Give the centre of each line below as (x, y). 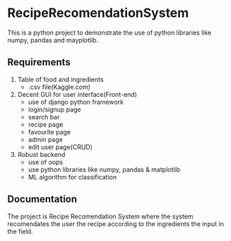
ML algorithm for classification (72, 177)
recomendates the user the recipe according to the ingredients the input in (115, 223)
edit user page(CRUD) (60, 147)
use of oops (46, 162)
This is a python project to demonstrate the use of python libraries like (109, 33)
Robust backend (41, 154)
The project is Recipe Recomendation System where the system (100, 216)
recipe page (46, 124)
